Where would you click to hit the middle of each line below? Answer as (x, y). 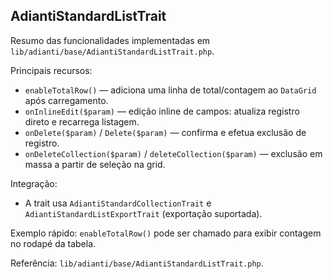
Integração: (34, 183)
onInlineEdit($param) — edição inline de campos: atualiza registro (162, 111)
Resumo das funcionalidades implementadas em (110, 40)
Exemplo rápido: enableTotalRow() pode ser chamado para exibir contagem (166, 233)
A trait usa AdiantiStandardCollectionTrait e (118, 203)
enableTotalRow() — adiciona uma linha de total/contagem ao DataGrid (170, 90)
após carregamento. (66, 100)
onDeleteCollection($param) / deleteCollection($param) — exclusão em (173, 153)
